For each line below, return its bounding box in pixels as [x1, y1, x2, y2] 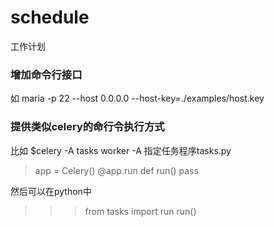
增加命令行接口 [10, 67, 83, 81]
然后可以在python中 [10, 185, 92, 197]
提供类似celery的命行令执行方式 [10, 120, 165, 134]
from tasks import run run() [84, 205, 197, 217]
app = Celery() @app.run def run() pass [34, 164, 199, 176]
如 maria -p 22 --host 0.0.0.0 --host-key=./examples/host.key [10, 92, 265, 105]
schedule [10, 6, 90, 29]
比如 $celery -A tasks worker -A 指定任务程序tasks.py [10, 144, 232, 156]
